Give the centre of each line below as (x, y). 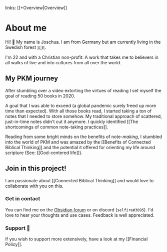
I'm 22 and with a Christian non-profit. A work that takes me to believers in (82, 57)
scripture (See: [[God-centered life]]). (44, 153)
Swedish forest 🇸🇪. (26, 47)
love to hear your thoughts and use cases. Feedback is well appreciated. (80, 215)
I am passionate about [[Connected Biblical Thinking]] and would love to (79, 180)
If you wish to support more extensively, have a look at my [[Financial (76, 239)
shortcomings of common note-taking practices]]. (57, 127)
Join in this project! (36, 168)
